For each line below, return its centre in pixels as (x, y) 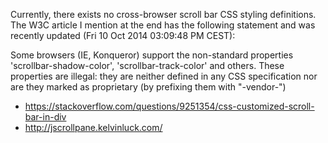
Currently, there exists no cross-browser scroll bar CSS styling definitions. (163, 14)
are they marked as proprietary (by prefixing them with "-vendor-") (148, 87)
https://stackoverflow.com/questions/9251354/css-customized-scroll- (169, 106)
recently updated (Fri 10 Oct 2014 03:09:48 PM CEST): (123, 35)
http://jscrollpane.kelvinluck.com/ (93, 127)
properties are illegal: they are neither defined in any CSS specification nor (164, 76)
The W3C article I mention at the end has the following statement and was (163, 25)
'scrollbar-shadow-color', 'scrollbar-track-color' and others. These (147, 65)
